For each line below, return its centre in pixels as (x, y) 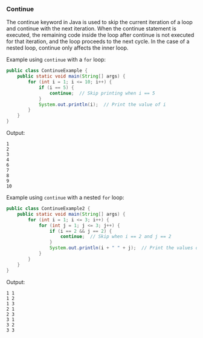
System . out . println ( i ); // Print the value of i (102, 105)
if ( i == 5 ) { (56, 87)
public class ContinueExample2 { (48, 209)
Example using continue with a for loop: (56, 60)
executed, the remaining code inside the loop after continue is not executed (100, 35)
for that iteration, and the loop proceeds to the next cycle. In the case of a (98, 42)
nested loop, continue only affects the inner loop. (67, 48)
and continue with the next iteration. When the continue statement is (92, 28)
